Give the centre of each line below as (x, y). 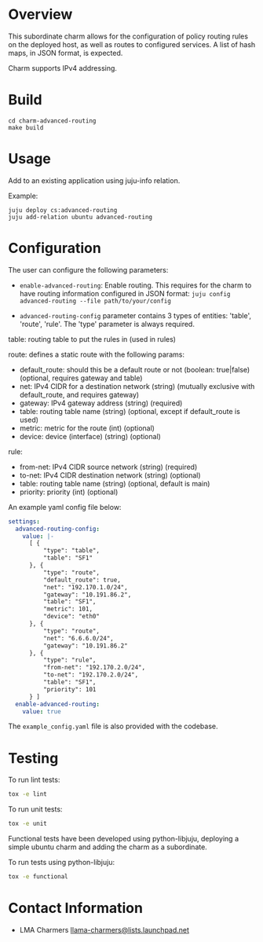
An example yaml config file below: (65, 507)
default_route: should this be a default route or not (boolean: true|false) (135, 369)
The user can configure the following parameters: (88, 269)
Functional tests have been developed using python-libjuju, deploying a (124, 839)
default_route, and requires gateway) (79, 394)
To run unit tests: (35, 809)
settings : (24, 521)
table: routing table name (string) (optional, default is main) (115, 483)
